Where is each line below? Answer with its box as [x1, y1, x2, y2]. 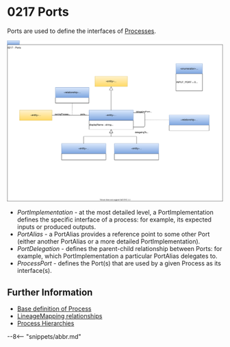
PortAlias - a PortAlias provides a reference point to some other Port [16, 230, 210, 239]
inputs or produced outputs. [16, 223, 97, 231]
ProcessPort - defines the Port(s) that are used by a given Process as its [16, 259, 221, 267]
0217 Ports [7, 4, 70, 20]
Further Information [7, 286, 93, 298]
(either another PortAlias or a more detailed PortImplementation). [16, 237, 201, 246]
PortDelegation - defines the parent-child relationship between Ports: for [16, 245, 222, 253]
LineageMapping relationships [16, 312, 103, 320]
